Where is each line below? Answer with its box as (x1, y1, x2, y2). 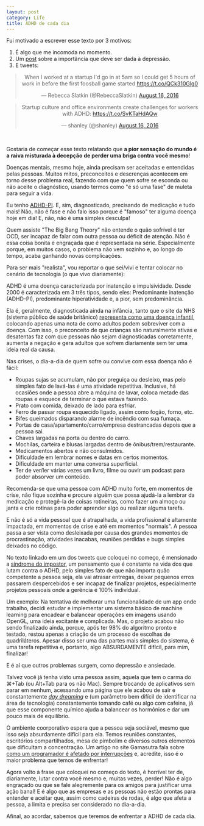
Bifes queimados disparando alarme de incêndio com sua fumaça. (15, 415, 181, 422)
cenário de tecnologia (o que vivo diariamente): (6, 271, 125, 278)
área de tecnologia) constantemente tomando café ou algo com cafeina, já (6, 699, 194, 707)
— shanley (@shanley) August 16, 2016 (61, 122, 159, 129)
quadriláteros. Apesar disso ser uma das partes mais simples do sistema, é (6, 637, 194, 644)
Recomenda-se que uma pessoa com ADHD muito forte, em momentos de (6, 485, 193, 493)
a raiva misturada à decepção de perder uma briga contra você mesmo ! (6, 152, 191, 159)
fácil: (6, 364, 19, 372)
